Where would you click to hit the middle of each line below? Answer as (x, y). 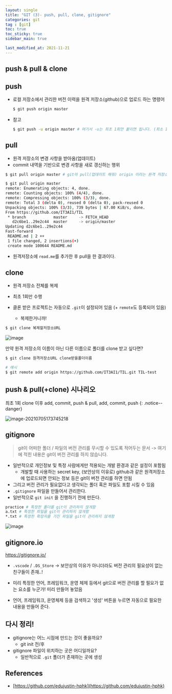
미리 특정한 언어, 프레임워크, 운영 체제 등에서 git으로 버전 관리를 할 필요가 (85, 583)
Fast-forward (19, 232)
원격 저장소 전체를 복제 (35, 286)
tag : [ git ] (18, 24)
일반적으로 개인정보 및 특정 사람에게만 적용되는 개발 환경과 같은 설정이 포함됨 (89, 465)
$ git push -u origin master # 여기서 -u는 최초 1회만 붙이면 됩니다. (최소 (88, 129)
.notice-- (153, 403)
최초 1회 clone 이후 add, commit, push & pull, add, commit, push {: (74, 403)
